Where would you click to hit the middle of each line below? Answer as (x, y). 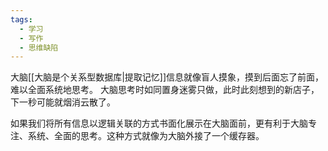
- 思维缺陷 (39, 47)
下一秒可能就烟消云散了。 (63, 102)
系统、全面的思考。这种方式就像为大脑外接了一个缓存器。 (146, 136)
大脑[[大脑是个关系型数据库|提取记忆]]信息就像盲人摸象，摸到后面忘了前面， (167, 77)
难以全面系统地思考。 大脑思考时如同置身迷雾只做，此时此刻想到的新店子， (165, 90)
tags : (21, 19)
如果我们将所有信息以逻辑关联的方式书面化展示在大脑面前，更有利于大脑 (159, 123)
